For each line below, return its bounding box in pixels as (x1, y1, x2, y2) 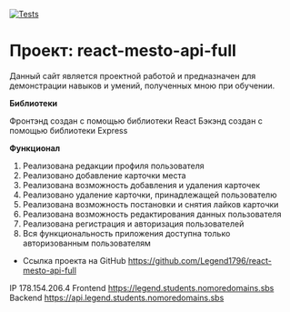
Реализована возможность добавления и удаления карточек (22, 179, 261, 190)
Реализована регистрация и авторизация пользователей (22, 218, 245, 229)
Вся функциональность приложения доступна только (22, 227, 231, 238)
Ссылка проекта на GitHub (22, 255, 126, 266)
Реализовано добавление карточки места (22, 169, 186, 181)
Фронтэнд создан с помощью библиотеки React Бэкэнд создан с (9, 115, 264, 126)
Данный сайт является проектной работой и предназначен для (9, 70, 256, 81)
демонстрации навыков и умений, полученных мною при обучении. (9, 80, 275, 91)
